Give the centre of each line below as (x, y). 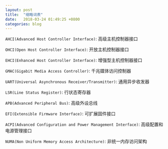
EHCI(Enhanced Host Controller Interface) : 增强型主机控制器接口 (74, 60)
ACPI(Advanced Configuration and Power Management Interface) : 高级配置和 (84, 124)
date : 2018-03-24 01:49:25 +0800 (43, 19)
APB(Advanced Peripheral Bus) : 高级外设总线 (51, 103)
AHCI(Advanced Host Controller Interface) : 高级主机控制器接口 (72, 39)
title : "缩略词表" (24, 15)
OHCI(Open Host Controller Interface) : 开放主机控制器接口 (67, 50)
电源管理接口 (18, 131)
